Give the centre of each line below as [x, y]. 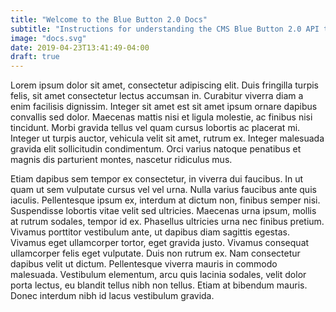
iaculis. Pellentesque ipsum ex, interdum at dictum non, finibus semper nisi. [165, 200]
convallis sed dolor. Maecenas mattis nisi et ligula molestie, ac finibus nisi [161, 117]
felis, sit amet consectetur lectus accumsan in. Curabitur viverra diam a [157, 96]
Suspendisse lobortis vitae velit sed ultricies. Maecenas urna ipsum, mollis [163, 211]
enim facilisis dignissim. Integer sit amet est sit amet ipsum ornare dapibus [164, 107]
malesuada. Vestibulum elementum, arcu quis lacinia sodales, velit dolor [158, 275]
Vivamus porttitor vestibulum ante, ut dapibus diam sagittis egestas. [150, 232]
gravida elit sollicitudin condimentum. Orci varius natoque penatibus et [156, 149]
